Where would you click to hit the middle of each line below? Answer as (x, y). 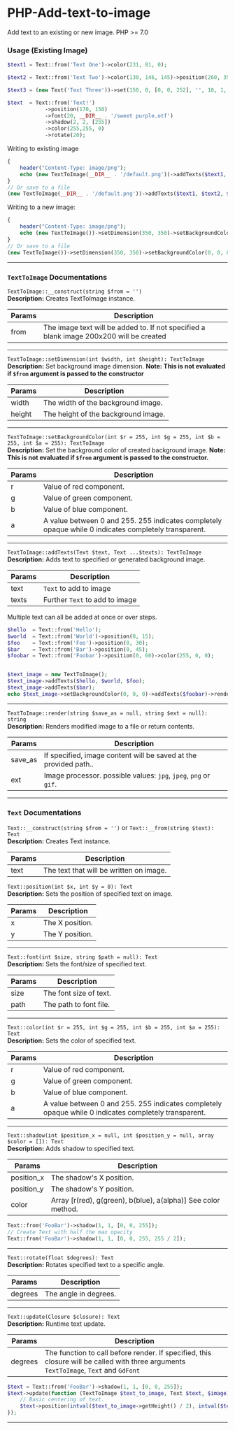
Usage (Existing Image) (48, 50)
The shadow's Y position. (92, 1189)
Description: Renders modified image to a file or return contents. (101, 726)
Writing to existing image (43, 149)
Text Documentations (44, 813)
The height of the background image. (104, 414)
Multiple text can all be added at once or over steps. (82, 617)
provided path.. (69, 764)
